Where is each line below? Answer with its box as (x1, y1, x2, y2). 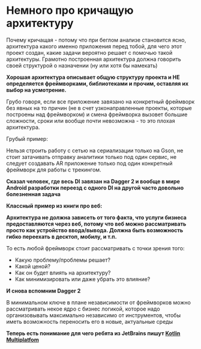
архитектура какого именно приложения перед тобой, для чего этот (6, 43, 182, 50)
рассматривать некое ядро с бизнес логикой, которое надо (6, 305, 160, 312)
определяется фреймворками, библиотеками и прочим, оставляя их (6, 79, 189, 87)
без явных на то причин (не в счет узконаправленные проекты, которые (6, 104, 192, 111)
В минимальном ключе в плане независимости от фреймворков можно (6, 298, 191, 306)
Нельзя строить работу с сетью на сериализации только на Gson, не (6, 147, 184, 154)
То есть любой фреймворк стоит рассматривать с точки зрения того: (6, 244, 185, 252)
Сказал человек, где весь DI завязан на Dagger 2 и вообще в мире (6, 178, 180, 185)
